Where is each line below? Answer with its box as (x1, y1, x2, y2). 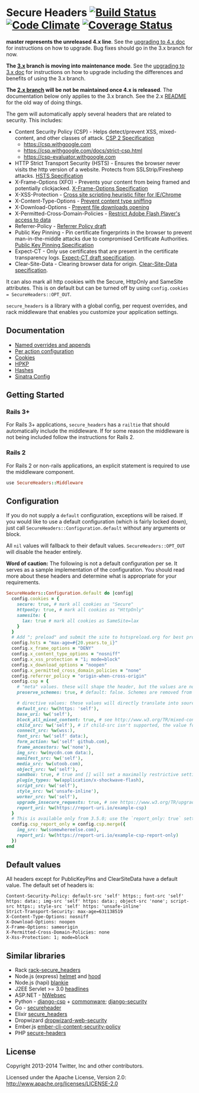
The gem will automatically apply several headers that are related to (6, 110, 172, 117)
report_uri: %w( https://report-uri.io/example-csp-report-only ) (17, 832, 179, 838)
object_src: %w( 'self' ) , (17, 766, 78, 773)
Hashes (14, 366, 34, 373)
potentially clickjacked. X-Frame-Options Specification (14, 184, 148, 192)
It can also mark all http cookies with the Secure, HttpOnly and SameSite (6, 278, 184, 285)
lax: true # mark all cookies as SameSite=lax (21, 618, 139, 624)
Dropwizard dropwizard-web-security (14, 1017, 108, 1024)
